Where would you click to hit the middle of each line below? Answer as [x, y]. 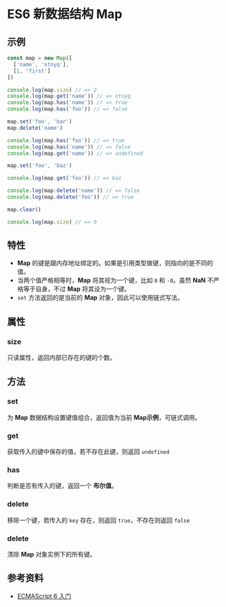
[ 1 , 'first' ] [32, 71]
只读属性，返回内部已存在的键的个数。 [61, 358]
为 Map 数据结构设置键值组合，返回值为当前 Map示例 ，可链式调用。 [104, 417]
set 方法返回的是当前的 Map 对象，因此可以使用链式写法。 [100, 298]
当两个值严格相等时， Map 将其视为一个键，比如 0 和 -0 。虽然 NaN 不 [115, 280]
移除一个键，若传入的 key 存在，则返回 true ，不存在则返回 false [99, 520]
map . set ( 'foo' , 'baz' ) [40, 166]
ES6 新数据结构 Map [65, 14]
